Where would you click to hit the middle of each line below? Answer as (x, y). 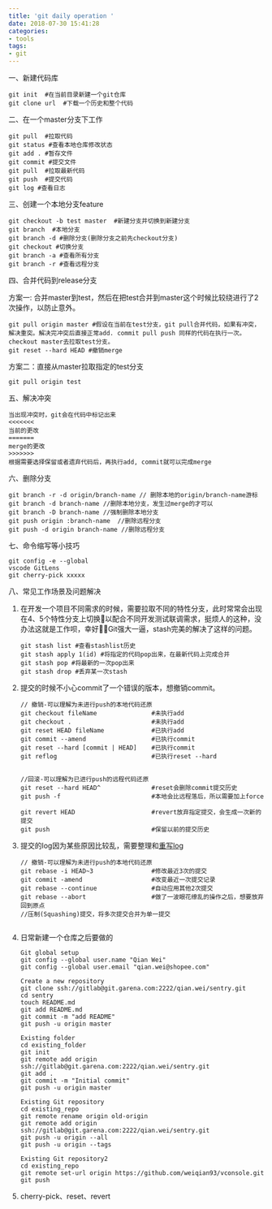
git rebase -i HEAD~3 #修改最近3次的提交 (113, 871)
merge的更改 (27, 447)
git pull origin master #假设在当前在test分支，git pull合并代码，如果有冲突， (134, 325)
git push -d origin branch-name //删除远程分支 (86, 529)
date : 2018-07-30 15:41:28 (54, 24)
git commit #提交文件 (43, 162)
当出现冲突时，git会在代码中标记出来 (62, 415)
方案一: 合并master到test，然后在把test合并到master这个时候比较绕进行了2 (134, 298)
